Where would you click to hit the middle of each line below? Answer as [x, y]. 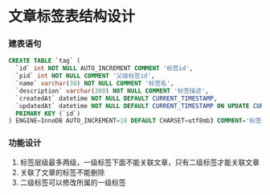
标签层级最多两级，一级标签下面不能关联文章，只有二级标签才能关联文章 [139, 162]
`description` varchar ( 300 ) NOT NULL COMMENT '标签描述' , [112, 91]
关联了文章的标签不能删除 [62, 172]
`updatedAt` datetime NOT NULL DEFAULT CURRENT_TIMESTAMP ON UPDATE [133, 106]
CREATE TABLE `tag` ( [45, 61]
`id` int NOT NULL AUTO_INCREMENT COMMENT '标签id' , [104, 68]
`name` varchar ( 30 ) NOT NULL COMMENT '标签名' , [95, 84]
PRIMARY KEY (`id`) [48, 114]
